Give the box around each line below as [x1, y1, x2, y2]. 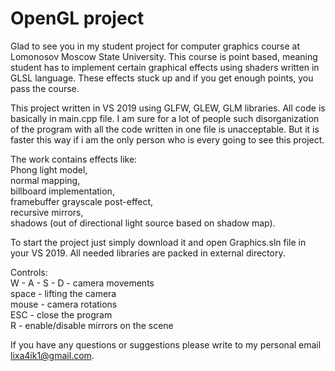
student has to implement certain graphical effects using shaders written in [10, 61, 320, 73]
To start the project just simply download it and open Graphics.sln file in [10, 236, 307, 248]
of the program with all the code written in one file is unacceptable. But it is [10, 123, 320, 135]
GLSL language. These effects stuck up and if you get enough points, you [10, 72, 314, 84]
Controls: [10, 266, 48, 278]
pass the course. [10, 82, 80, 94]
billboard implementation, [10, 185, 115, 197]
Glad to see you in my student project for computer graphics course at [10, 40, 300, 52]
